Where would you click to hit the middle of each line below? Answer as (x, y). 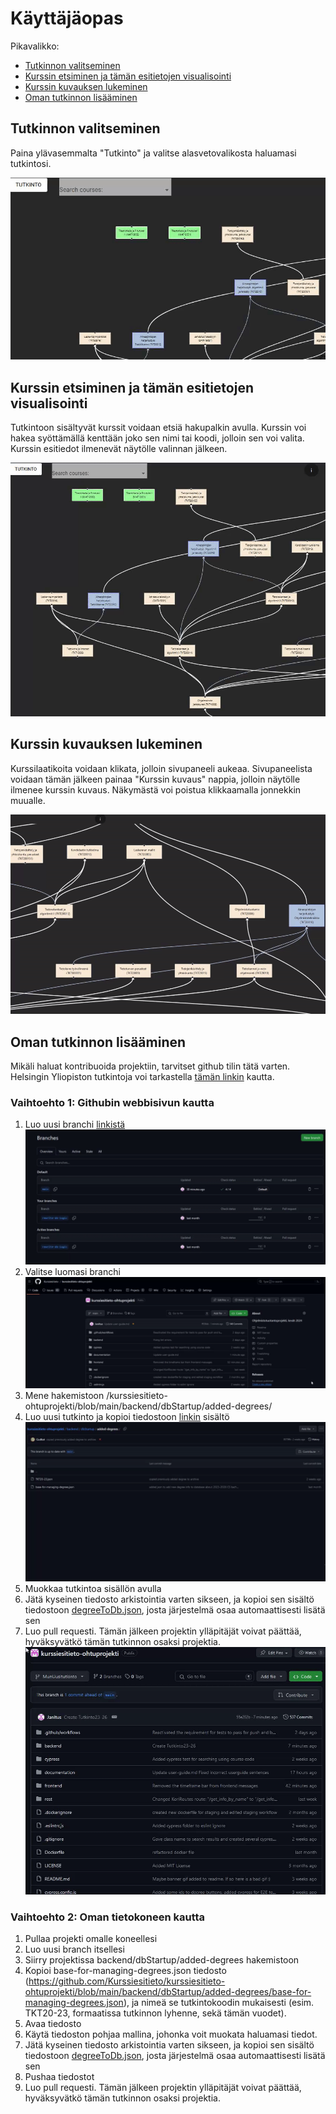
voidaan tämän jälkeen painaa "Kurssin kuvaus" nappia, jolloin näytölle (155, 779)
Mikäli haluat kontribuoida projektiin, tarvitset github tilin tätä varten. (150, 1066)
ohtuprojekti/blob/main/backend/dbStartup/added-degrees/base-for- (168, 1992)
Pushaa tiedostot (59, 2077)
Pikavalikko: (35, 46)
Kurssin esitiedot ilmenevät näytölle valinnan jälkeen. (119, 448)
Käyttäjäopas (67, 18)
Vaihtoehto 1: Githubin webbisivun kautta (112, 1102)
